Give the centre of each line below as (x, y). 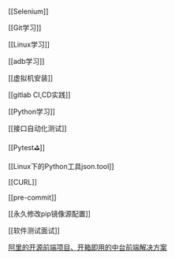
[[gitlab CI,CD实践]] (39, 95)
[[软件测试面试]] (34, 231)
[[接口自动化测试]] (37, 128)
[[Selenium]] (28, 11)
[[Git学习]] (25, 28)
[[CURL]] (22, 182)
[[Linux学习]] (29, 44)
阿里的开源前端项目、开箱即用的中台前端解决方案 (87, 247)
